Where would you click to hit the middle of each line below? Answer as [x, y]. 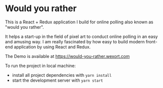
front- [152, 41]
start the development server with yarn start [57, 80]
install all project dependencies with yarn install [62, 75]
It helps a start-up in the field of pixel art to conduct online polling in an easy [81, 36]
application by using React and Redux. [52, 47]
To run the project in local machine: [41, 66]
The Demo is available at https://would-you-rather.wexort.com [67, 56]
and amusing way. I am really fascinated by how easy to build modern [75, 41]
